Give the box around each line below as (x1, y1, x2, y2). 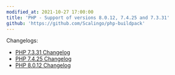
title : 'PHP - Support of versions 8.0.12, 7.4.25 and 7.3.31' (6, 15, 170, 21)
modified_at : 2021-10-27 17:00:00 (6, 9, 94, 15)
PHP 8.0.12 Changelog (15, 62, 71, 69)
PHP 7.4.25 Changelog (15, 55, 72, 63)
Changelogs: (6, 37, 38, 45)
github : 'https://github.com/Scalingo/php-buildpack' (6, 20, 146, 26)
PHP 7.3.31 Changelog (15, 49, 70, 56)
